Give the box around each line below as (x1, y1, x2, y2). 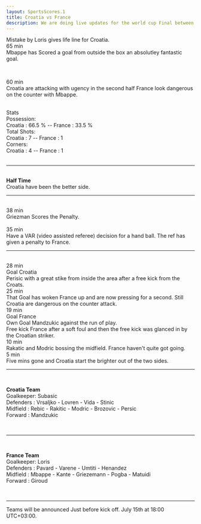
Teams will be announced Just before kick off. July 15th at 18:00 (6, 506, 165, 513)
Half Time (6, 177, 31, 184)
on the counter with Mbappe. (6, 91, 78, 99)
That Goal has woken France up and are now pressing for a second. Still (6, 294, 184, 301)
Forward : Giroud (6, 477, 48, 485)
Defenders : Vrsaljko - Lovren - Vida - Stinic (6, 399, 114, 406)
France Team (6, 452, 39, 459)
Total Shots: (6, 128, 36, 135)
